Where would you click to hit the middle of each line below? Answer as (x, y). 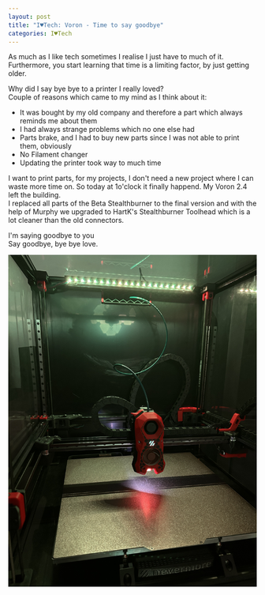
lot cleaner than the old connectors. (66, 220)
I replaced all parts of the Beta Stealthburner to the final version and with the (132, 203)
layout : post (30, 17)
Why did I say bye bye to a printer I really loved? (86, 89)
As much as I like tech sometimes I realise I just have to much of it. (116, 57)
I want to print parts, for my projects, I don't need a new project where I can (131, 179)
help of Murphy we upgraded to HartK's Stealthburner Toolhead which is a (129, 212)
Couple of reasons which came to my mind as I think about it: (108, 97)
